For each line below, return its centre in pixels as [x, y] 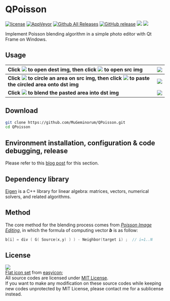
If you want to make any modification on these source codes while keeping [83, 283]
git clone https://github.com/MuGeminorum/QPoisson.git [65, 122]
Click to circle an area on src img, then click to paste [79, 78]
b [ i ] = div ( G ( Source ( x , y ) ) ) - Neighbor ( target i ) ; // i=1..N [79, 240]
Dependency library [37, 179]
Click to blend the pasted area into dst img [63, 92]
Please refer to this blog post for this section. [52, 163]
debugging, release [37, 151]
